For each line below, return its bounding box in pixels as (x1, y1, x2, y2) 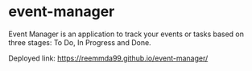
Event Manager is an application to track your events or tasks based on (8, 29, 244, 39)
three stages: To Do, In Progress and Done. (8, 37, 151, 47)
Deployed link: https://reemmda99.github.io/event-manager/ (8, 53, 209, 63)
